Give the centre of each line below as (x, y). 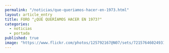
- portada (19, 33)
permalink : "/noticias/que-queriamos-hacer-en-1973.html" (67, 10)
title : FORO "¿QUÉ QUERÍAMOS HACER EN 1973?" (53, 19)
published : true (22, 38)
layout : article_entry (29, 15)
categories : (17, 24)
